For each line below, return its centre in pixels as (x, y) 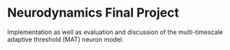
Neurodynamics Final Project (93, 13)
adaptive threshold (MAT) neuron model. (66, 39)
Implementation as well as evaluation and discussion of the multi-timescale (115, 32)
